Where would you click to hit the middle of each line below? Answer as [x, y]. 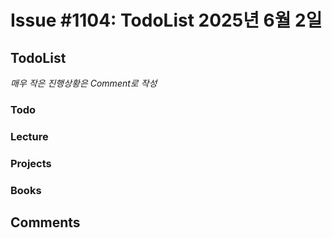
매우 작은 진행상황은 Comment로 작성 [84, 83]
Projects [31, 163]
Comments [45, 222]
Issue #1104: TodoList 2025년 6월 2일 [166, 20]
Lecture [29, 136]
